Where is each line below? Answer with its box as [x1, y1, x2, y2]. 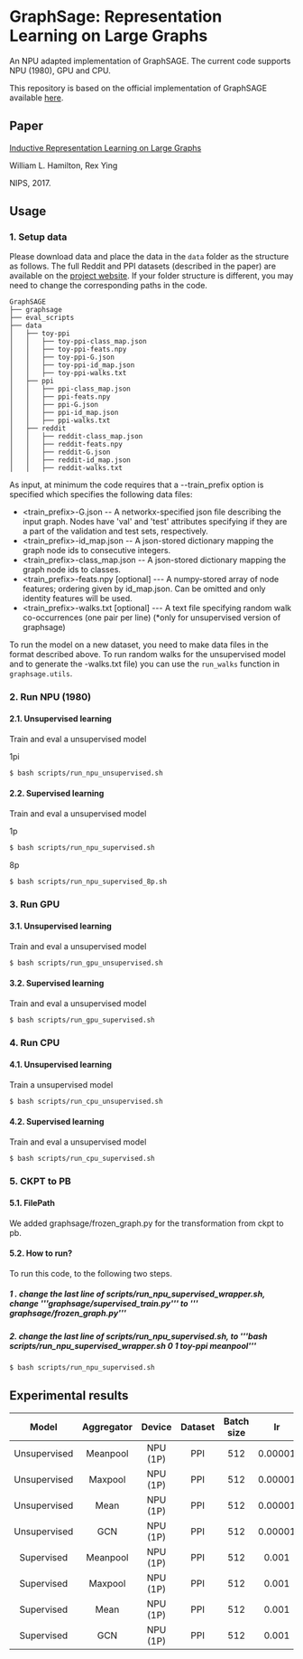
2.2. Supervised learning [9, 788, 105, 799]
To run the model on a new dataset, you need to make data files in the [9, 639, 269, 650]
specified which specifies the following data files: [9, 489, 193, 500]
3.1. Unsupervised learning [9, 920, 113, 931]
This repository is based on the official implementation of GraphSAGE [9, 82, 268, 93]
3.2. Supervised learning [9, 977, 105, 988]
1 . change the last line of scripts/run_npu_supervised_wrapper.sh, [9, 1288, 266, 1299]
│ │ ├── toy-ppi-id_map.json [9, 361, 135, 370]
